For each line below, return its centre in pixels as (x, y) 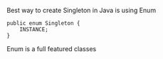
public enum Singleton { (43, 23)
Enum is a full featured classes (52, 49)
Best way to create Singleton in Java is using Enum (81, 10)
